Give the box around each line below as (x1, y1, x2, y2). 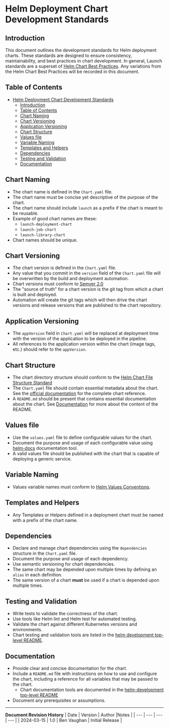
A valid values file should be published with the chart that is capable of (12, 450, 159, 456)
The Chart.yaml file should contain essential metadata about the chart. (12, 385, 159, 391)
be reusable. (12, 210, 39, 216)
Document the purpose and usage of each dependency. (12, 556, 129, 562)
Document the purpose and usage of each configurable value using (12, 439, 153, 446)
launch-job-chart (20, 227, 57, 232)
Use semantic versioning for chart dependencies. (12, 561, 115, 567)
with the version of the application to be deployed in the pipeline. (12, 336, 147, 342)
